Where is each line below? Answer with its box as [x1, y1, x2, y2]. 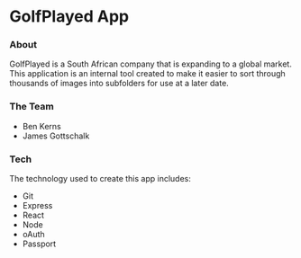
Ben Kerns [22, 120, 61, 131]
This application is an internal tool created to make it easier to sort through [9, 68, 286, 79]
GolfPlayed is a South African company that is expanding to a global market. [9, 58, 293, 69]
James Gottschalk [22, 130, 90, 141]
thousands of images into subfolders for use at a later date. [9, 78, 230, 89]
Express [22, 200, 53, 211]
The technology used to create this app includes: [9, 173, 191, 184]
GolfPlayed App [9, 6, 129, 27]
